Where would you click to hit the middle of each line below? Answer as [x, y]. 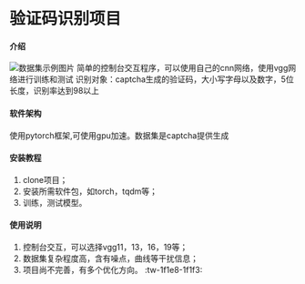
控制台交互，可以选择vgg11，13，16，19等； [105, 247]
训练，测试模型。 [55, 202]
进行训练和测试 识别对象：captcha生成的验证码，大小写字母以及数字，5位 [155, 79]
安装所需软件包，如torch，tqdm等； [90, 191]
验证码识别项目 [66, 19]
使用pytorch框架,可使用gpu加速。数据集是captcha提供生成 [119, 135]
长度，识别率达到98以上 [55, 91]
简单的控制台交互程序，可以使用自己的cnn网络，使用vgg [182, 68]
